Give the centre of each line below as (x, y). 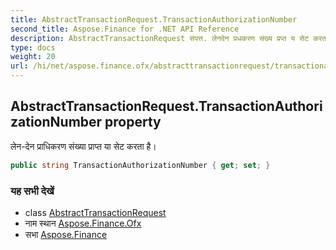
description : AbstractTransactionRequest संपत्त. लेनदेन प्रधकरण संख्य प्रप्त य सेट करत (168, 38)
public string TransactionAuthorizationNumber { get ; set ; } (140, 165)
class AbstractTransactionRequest (95, 212)
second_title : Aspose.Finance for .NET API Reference (125, 29)
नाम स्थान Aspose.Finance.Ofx (83, 223)
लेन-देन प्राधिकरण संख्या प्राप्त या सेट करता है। (83, 146)
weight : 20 (33, 57)
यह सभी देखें (32, 191)
